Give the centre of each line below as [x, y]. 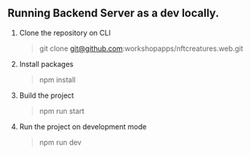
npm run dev [60, 142]
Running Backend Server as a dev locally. [113, 13]
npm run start [62, 111]
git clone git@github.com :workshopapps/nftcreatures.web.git [141, 48]
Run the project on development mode [83, 126]
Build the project [46, 95]
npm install [57, 79]
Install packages [46, 64]
